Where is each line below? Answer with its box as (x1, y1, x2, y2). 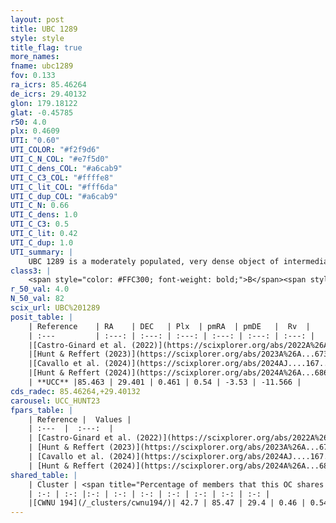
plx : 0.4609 (10, 126, 60, 136)
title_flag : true (10, 42, 83, 53)
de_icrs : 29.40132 (10, 89, 87, 99)
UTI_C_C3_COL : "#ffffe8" (10, 172, 114, 183)
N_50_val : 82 (10, 294, 65, 304)
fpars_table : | (10, 405, 74, 415)
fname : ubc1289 (10, 61, 74, 71)
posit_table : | (10, 312, 74, 322)
